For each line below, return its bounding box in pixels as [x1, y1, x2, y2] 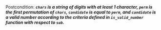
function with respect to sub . [5, 19, 65, 25]
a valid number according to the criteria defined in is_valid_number [5, 15, 144, 20]
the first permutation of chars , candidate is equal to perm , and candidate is [5, 9, 156, 15]
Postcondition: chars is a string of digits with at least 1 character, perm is [5, 4, 153, 10]
